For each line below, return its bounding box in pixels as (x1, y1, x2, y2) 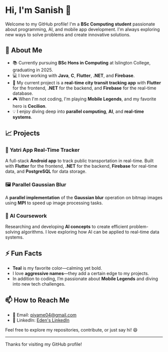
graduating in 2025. (12, 67, 53, 73)
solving (5, 229, 20, 235)
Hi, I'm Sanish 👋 (5, 4, 71, 16)
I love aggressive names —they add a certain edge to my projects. (12, 270, 149, 276)
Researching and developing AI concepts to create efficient (5, 224, 128, 230)
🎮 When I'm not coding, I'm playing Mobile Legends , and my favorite (12, 96, 156, 102)
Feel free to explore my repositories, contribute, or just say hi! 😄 (5, 327, 138, 333)
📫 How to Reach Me (5, 296, 69, 305)
